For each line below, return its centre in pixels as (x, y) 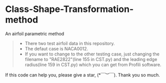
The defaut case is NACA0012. (56, 48)
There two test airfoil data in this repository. (70, 43)
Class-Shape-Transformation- (69, 9)
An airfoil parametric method (35, 33)
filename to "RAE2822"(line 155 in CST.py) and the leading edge (91, 59)
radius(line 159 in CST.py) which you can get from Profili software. (93, 64)
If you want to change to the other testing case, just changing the (92, 54)
